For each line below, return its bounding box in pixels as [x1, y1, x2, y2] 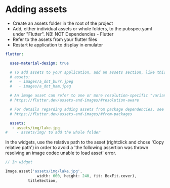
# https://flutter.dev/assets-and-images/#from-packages [10, 111, 133, 117]
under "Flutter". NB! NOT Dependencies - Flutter [12, 31, 114, 37]
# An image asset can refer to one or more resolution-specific [10, 93, 148, 98]
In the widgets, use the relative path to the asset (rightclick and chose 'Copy [5, 139, 164, 145]
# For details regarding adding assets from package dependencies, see [10, 107, 164, 112]
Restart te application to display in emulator [12, 41, 103, 48]
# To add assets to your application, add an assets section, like [10, 70, 155, 75]
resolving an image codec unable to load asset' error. [5, 150, 116, 156]
